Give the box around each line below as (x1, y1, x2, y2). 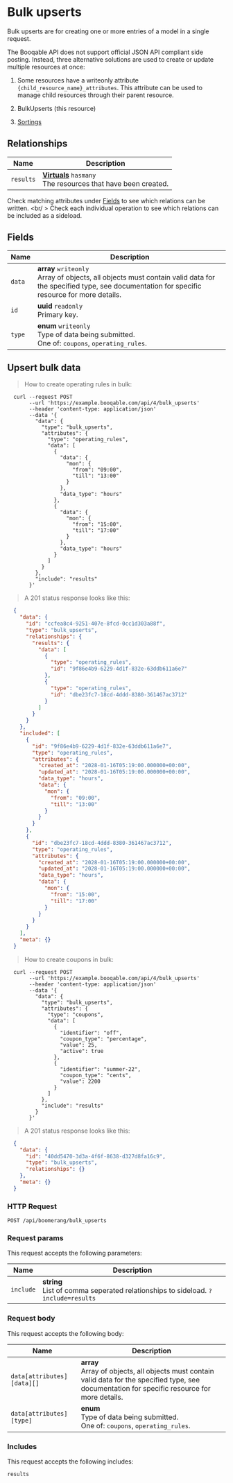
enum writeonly (37, 320, 91, 330)
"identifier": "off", (60, 1029, 123, 1036)
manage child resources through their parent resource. (17, 91, 175, 99)
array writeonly (37, 264, 89, 273)
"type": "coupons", (47, 1011, 104, 1018)
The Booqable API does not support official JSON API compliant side (7, 48, 203, 56)
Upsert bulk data (7, 361, 81, 373)
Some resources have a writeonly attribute (17, 76, 139, 84)
